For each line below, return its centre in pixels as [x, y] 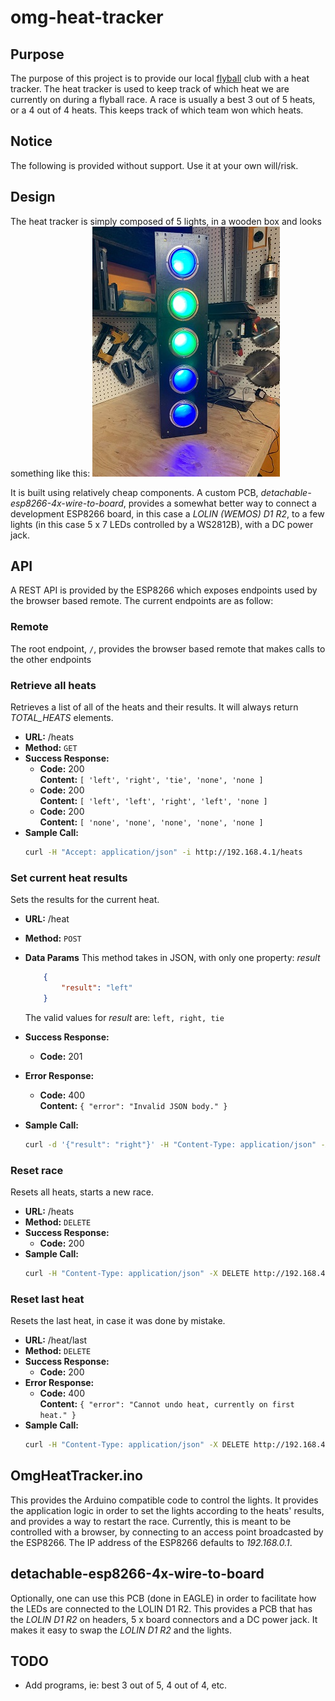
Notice [31, 141]
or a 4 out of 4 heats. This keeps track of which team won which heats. [157, 110]
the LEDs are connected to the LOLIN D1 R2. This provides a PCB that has [161, 1608]
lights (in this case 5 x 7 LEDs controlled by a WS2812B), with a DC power [162, 524]
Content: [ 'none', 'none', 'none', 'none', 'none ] [151, 822]
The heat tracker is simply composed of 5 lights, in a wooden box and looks [166, 221]
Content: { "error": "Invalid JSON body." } [133, 1105]
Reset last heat [47, 1299]
